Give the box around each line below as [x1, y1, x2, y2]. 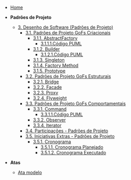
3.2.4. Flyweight [33, 95, 67, 101]
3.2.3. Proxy [33, 90, 59, 95]
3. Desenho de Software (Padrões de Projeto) [17, 24, 114, 30]
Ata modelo [17, 169, 42, 175]
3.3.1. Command [33, 106, 67, 112]
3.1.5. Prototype [33, 68, 66, 74]
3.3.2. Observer [33, 117, 66, 123]
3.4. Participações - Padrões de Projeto [25, 128, 109, 134]
